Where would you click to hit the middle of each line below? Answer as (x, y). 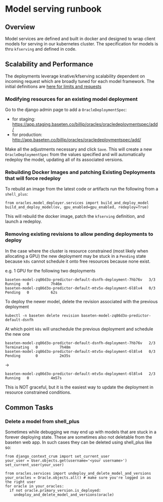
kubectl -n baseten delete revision (42, 315)
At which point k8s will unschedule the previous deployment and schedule (79, 329)
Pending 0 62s (31, 292)
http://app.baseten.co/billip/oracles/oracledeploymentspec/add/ (76, 140)
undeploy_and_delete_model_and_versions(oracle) (64, 495)
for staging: (24, 119)
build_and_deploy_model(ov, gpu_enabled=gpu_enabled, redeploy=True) (77, 207)
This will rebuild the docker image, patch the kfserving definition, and (75, 216)
